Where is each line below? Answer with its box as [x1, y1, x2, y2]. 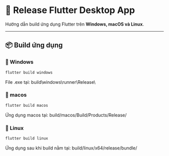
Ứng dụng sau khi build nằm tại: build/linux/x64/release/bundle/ [5, 145, 137, 151]
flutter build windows [5, 70, 53, 75]
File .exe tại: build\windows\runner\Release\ [5, 79, 96, 85]
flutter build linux [5, 135, 49, 141]
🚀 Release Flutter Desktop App [5, 5, 135, 16]
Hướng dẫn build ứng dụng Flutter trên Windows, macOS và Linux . [5, 21, 144, 27]
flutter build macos [5, 103, 49, 108]
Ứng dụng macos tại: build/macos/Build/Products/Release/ [5, 112, 127, 118]
